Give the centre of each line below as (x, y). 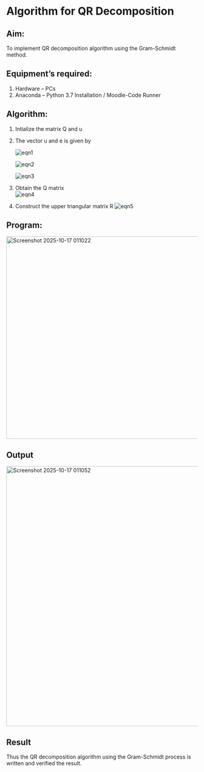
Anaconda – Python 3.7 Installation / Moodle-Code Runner (88, 95)
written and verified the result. (44, 763)
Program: (24, 226)
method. (17, 55)
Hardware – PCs (35, 88)
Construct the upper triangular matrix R (64, 206)
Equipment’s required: (49, 74)
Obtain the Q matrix (39, 188)
